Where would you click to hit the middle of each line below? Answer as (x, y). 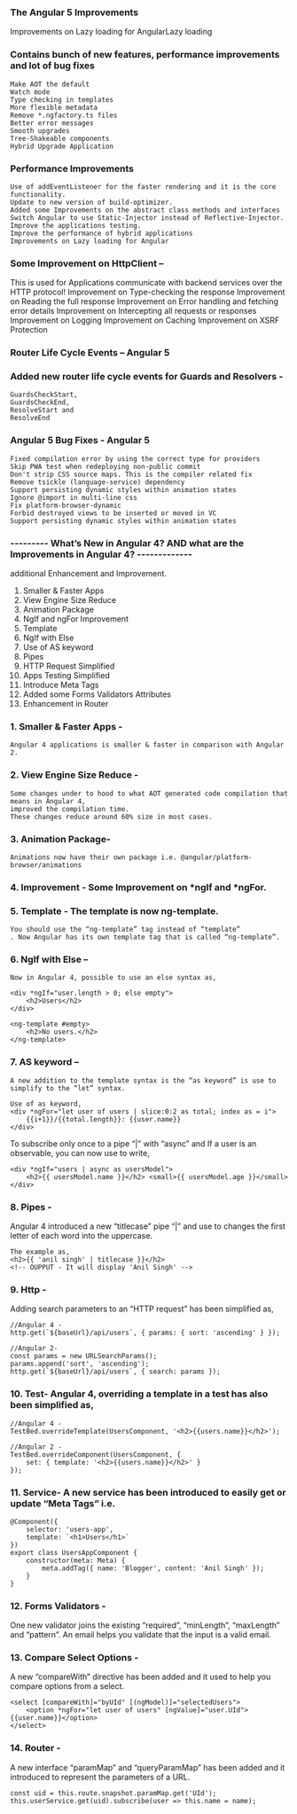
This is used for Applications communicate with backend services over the (146, 283)
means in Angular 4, (48, 801)
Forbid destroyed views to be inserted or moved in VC (113, 513)
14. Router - (35, 1748)
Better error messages (52, 123)
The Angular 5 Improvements (74, 12)
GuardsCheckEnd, (40, 403)
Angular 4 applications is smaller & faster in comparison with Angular (147, 745)
